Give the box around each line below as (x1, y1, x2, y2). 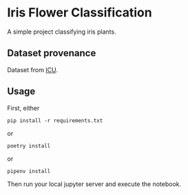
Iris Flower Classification (7, 5, 153, 21)
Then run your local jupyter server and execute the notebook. (7, 180, 181, 188)
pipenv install (7, 168, 51, 174)
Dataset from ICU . (7, 65, 59, 73)
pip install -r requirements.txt (7, 117, 103, 124)
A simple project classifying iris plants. (7, 27, 116, 36)
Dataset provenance (7, 47, 96, 59)
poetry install (7, 142, 51, 149)
